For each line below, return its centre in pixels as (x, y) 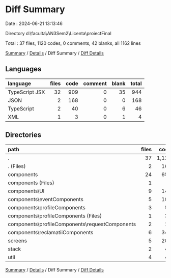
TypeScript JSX (26, 92)
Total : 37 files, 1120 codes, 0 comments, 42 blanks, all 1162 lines (73, 43)
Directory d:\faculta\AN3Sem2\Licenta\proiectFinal (59, 33)
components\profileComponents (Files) (55, 216)
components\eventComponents (46, 199)
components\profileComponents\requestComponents (72, 224)
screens (17, 240)
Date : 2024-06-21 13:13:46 (34, 23)
